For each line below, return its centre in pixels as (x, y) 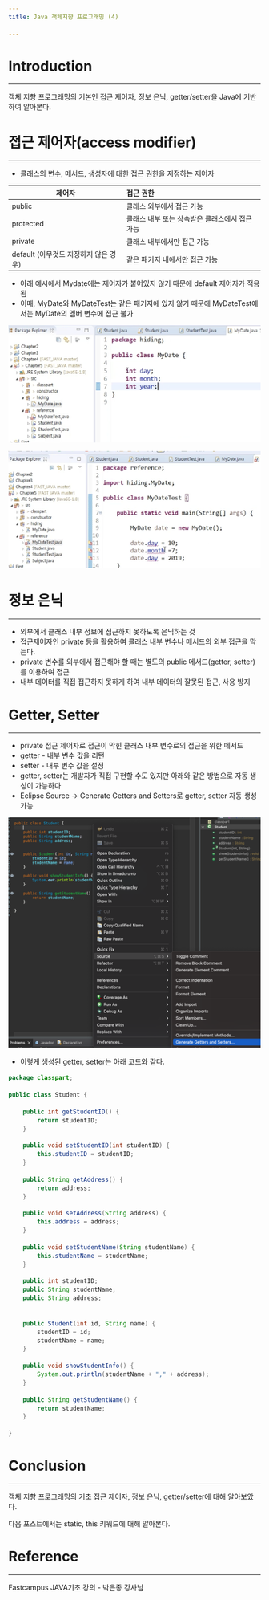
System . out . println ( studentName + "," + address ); (123, 1374)
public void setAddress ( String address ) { (94, 1213)
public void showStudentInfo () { (78, 1366)
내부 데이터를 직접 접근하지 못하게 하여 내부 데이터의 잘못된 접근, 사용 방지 (135, 682)
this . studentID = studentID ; (86, 1154)
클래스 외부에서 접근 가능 (165, 206)
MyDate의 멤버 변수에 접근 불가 (84, 314)
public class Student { (48, 1095)
